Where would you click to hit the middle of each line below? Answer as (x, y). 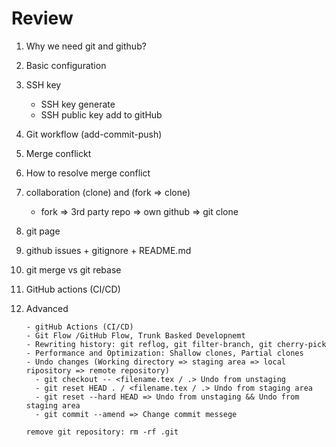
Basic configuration (66, 65)
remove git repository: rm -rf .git (102, 432)
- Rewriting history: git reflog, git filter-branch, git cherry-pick (176, 344)
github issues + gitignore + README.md (108, 250)
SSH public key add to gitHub (101, 114)
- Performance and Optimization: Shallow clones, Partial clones (164, 353)
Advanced (47, 308)
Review (42, 18)
